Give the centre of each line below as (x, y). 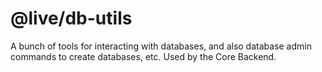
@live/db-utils (71, 18)
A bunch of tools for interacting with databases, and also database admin (161, 46)
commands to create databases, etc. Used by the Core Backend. (143, 56)
